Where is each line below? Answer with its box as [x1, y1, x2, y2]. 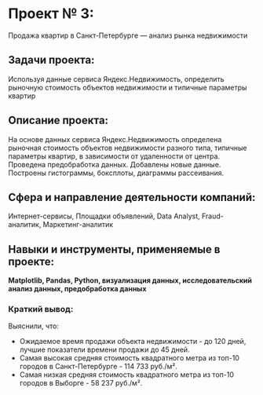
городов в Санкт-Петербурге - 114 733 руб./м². [19, 362, 178, 371]
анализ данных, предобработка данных [8, 284, 147, 294]
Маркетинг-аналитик [42, 220, 114, 229]
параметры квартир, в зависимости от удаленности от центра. [8, 151, 221, 161]
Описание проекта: [8, 114, 108, 127]
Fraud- [201, 211, 224, 221]
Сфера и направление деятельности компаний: [8, 190, 256, 204]
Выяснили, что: [8, 321, 59, 331]
